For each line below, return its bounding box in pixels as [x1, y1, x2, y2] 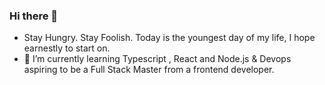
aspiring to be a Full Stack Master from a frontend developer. [23, 64, 275, 76]
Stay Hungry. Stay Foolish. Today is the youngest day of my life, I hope [23, 32, 316, 44]
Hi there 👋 [9, 9, 59, 23]
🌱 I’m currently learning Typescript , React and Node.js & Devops [23, 53, 292, 65]
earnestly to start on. [23, 42, 111, 54]
